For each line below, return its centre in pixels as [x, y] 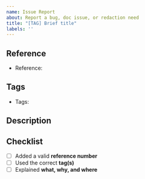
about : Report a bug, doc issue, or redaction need [72, 18]
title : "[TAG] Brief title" [42, 23]
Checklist [25, 141]
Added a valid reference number [56, 156]
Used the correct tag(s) [44, 163]
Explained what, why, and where [56, 170]
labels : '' [20, 29]
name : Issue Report [31, 12]
